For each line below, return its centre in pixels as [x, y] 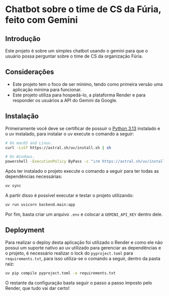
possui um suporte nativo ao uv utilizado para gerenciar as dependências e [83, 248]
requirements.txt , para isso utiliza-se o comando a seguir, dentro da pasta [83, 258]
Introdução [23, 39]
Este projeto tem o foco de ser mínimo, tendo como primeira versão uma [88, 84]
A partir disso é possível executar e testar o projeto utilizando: [69, 195]
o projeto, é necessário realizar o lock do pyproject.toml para [69, 253]
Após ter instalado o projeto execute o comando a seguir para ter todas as [82, 171]
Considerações [30, 72]
